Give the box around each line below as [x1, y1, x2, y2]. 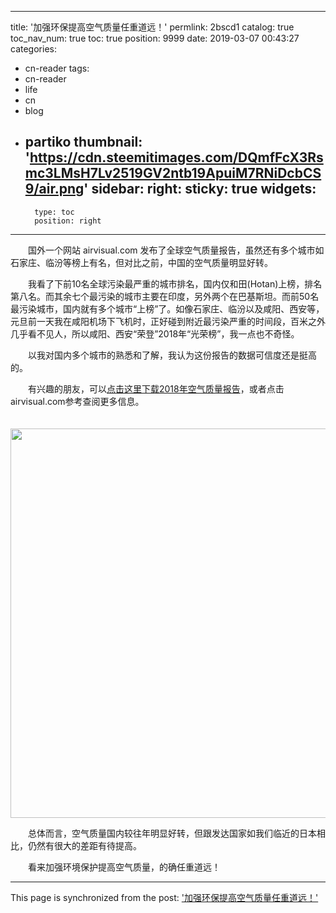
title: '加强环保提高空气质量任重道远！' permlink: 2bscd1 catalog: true [10, 21, 295, 33]
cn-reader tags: [24, 62, 90, 74]
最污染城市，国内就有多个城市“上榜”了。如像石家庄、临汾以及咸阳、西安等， [10, 302, 325, 315]
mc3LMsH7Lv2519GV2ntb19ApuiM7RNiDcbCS [24, 165, 322, 182]
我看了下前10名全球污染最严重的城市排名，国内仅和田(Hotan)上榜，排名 [27, 277, 323, 290]
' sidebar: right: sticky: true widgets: [83, 181, 317, 198]
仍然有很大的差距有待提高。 [27, 839, 138, 851]
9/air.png [24, 181, 85, 198]
